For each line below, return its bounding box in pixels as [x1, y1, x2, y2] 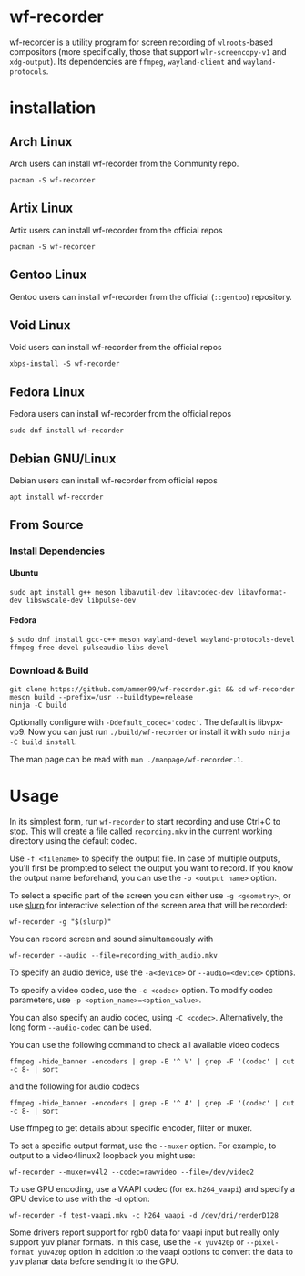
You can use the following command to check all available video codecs [9, 1039, 280, 1050]
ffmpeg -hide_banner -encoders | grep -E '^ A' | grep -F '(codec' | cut [9, 1098, 296, 1107]
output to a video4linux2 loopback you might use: [9, 1149, 196, 1160]
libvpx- [258, 717, 284, 728]
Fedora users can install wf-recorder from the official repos [9, 409, 232, 420]
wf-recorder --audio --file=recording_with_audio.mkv [9, 950, 219, 960]
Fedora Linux [9, 384, 85, 399]
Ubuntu [9, 567, 39, 578]
